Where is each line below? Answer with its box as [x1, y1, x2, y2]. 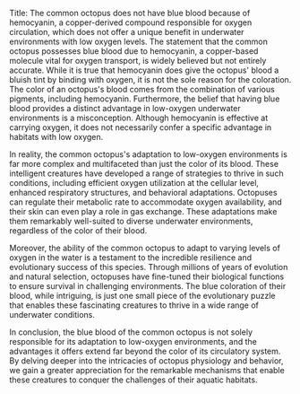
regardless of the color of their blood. [9, 225, 148, 236]
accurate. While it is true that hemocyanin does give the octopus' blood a [9, 65, 279, 75]
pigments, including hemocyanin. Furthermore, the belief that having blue [9, 93, 280, 104]
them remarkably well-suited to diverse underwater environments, [9, 215, 253, 226]
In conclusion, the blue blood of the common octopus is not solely [9, 327, 253, 337]
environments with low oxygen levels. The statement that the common [9, 36, 269, 47]
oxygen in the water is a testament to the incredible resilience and [9, 252, 253, 263]
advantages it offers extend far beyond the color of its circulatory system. [9, 346, 281, 356]
